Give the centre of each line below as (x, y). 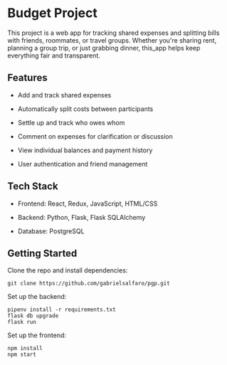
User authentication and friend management (83, 164)
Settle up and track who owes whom (71, 122)
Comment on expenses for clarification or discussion (95, 136)
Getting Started (42, 253)
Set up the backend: (37, 297)
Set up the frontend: (37, 335)
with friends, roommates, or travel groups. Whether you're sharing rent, (112, 40)
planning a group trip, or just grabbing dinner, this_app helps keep (104, 48)
